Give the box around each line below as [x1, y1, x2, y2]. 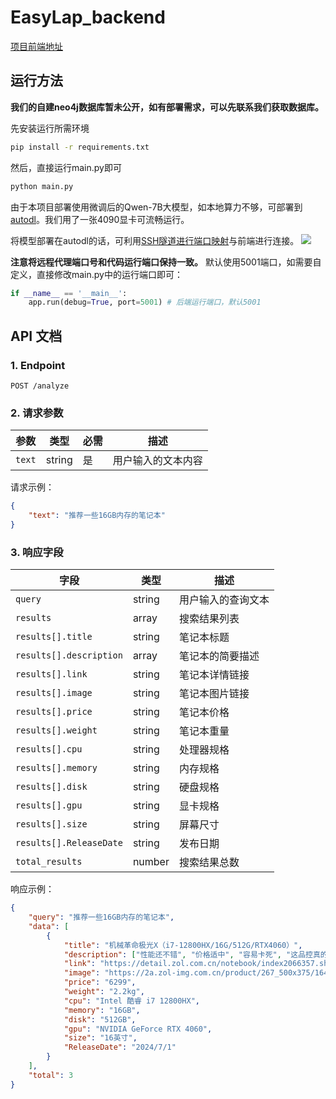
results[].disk [15, 781, 88, 793]
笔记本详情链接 [178, 668, 250, 682]
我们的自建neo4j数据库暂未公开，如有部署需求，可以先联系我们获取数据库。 [10, 101, 324, 113]
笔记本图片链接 [178, 687, 250, 701]
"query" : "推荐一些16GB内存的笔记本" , [28, 912, 175, 923]
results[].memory [15, 762, 98, 774]
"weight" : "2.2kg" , [63, 987, 145, 997]
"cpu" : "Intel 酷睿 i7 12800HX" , [63, 996, 201, 1006]
